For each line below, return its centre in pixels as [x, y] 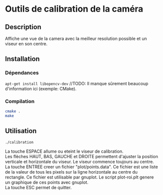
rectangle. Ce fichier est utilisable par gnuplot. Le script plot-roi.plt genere [80, 177]
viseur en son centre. [26, 44]
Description [23, 27]
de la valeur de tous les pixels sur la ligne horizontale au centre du [71, 172]
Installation [22, 59]
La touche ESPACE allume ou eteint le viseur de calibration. [64, 151]
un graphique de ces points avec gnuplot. [47, 182]
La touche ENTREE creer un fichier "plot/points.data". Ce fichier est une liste [81, 167]
